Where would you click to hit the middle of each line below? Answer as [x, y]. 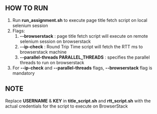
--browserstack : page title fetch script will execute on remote [84, 36]
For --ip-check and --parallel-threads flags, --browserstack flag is [82, 68]
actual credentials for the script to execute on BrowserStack [67, 106]
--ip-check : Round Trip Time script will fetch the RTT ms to [81, 46]
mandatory [23, 73]
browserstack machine [43, 52]
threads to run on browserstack [52, 62]
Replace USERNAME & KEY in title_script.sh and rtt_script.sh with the [78, 101]
